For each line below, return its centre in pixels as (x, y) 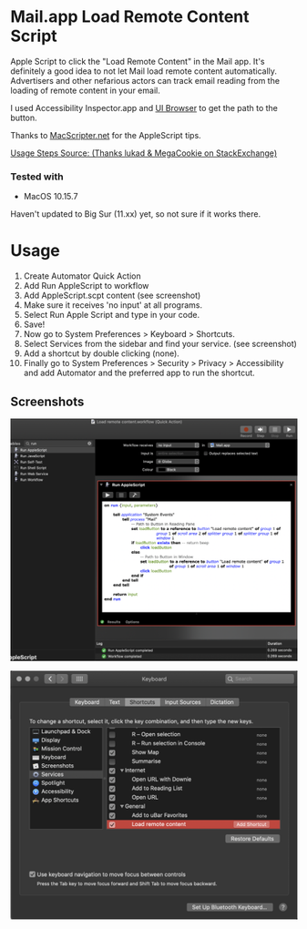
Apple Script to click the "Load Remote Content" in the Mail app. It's (138, 61)
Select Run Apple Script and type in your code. (111, 315)
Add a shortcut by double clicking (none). (102, 353)
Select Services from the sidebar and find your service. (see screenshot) (160, 344)
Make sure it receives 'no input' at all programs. (113, 305)
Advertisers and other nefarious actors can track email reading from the (145, 80)
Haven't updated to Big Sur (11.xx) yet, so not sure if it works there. (136, 214)
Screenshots (47, 401)
